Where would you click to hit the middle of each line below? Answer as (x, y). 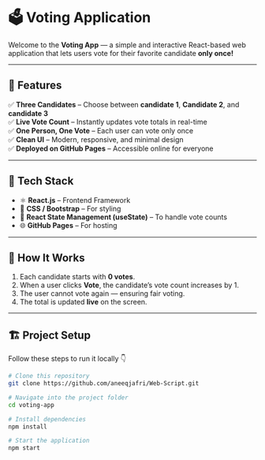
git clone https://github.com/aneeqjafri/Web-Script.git (104, 383)
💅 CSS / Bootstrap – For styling (70, 208)
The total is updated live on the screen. (83, 302)
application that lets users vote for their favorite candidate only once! (121, 53)
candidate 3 (28, 113)
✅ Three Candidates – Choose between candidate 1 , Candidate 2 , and (124, 104)
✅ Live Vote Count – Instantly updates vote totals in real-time (108, 122)
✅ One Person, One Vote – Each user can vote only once (101, 130)
